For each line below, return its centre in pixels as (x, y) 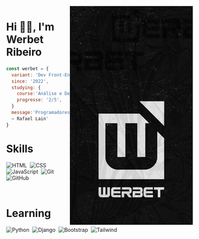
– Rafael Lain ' (30, 119)
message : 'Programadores (41, 113)
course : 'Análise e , (79, 94)
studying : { (26, 87)
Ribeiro (24, 52)
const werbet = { (28, 68)
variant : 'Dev (29, 75)
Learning (29, 213)
